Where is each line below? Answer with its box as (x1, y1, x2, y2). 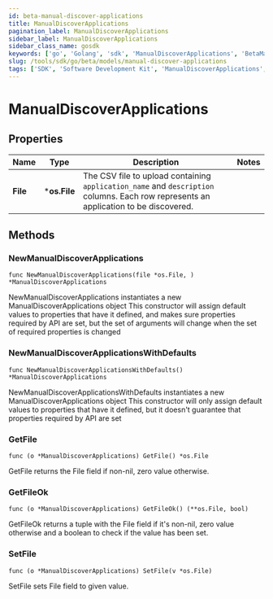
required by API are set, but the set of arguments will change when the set (8, 318, 258, 328)
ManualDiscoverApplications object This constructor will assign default (8, 301, 246, 311)
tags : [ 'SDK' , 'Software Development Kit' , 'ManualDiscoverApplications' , (8, 65, 267, 73)
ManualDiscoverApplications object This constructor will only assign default (8, 396, 262, 405)
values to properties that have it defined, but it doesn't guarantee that (8, 404, 241, 414)
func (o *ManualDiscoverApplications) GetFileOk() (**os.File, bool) (8, 505, 249, 514)
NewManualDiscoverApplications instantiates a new (8, 292, 182, 302)
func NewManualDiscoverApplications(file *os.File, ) (8, 271, 195, 279)
